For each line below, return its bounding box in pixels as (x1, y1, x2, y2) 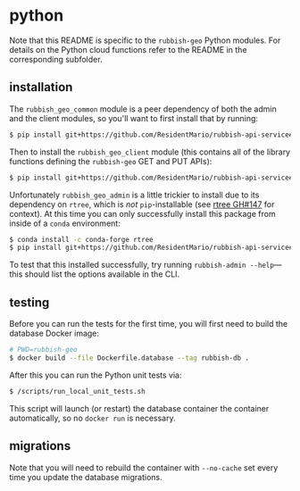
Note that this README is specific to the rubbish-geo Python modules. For (9, 35, 281, 46)
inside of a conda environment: (9, 218, 121, 229)
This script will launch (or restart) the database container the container (9, 403, 270, 413)
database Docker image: (9, 328, 100, 339)
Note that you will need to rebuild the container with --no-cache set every (9, 462, 279, 473)
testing (9, 295, 50, 310)
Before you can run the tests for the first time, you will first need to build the (9, 319, 288, 329)
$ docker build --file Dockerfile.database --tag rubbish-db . (9, 354, 250, 362)
